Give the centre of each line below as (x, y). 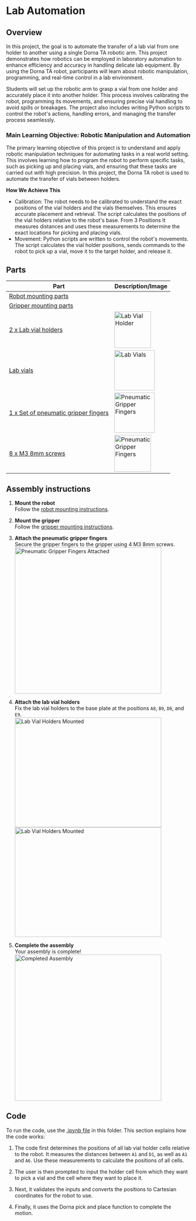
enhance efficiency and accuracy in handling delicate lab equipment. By (93, 65)
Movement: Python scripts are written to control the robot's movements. (102, 239)
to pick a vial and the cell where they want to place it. (79, 1178)
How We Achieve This (33, 190)
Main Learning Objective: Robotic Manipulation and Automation (98, 135)
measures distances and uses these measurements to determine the (97, 227)
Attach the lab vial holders (47, 702)
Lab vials (21, 371)
